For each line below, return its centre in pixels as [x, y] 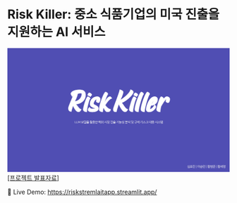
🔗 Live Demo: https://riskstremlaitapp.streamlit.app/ [82, 192]
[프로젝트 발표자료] [34, 178]
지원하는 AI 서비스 [56, 32]
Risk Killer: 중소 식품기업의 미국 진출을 [114, 14]
